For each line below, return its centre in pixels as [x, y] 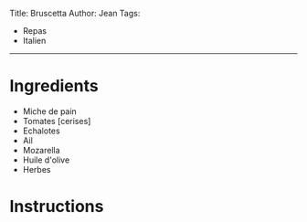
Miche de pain [50, 111]
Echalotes [42, 131]
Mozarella [42, 150]
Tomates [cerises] [57, 121]
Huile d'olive [46, 160]
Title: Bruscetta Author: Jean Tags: [75, 13]
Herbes [37, 169]
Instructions [57, 207]
